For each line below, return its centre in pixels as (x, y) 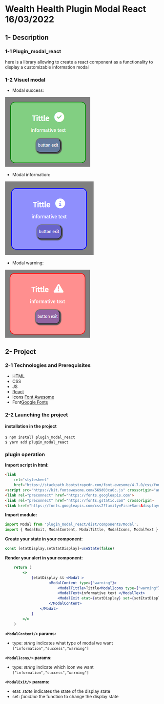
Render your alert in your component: (44, 558)
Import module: (21, 515)
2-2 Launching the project (37, 415)
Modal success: (28, 90)
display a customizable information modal (47, 67)
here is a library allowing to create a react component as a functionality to (79, 62)
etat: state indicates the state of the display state (61, 691)
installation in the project (31, 427)
